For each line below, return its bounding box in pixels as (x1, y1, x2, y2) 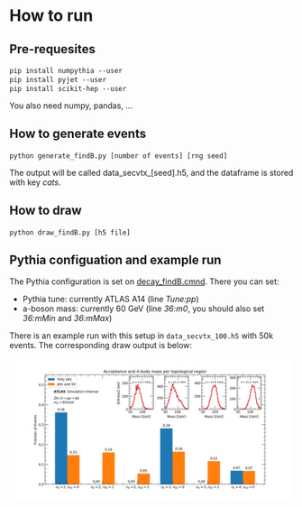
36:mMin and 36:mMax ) (22, 313, 113, 324)
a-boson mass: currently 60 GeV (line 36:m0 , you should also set (22, 303, 265, 314)
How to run (9, 5, 94, 26)
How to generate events (9, 126, 147, 142)
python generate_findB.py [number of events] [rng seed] (9, 151, 228, 161)
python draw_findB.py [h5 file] (9, 227, 131, 237)
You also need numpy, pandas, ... (9, 100, 133, 111)
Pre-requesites (9, 41, 96, 57)
